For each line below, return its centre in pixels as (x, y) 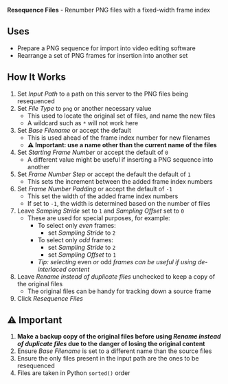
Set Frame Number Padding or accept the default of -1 (95, 189)
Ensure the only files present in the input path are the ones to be (108, 359)
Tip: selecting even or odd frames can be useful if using (117, 262)
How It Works (37, 77)
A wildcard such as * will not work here (83, 122)
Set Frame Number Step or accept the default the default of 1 (104, 174)
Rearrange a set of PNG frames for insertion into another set (102, 55)
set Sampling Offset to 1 (82, 255)
